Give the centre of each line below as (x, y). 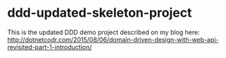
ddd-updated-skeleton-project (100, 13)
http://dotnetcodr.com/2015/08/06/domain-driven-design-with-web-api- (113, 39)
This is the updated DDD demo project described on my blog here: (103, 32)
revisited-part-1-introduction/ (50, 47)
